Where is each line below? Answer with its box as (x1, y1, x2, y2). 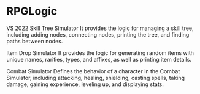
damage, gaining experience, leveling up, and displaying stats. (6, 81, 164, 88)
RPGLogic (6, 4, 58, 18)
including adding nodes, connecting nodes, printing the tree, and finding (6, 31, 190, 38)
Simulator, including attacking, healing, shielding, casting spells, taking (6, 74, 185, 81)
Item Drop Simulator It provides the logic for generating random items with (6, 49, 194, 56)
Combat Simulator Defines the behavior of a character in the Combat (6, 67, 180, 74)
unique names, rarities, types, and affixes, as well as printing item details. (6, 56, 192, 63)
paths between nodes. (6, 37, 63, 45)
